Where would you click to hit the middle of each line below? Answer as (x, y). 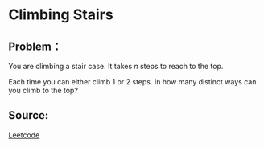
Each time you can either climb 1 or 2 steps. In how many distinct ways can (132, 82)
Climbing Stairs (61, 15)
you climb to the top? (43, 90)
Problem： (35, 46)
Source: (29, 115)
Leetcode (24, 135)
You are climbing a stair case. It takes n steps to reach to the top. (116, 66)
